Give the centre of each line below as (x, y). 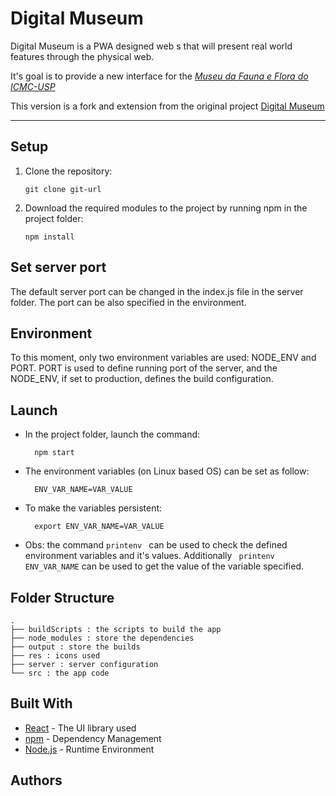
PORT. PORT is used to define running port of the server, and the (144, 368)
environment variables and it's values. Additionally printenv (149, 556)
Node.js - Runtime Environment (89, 749)
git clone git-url (63, 189)
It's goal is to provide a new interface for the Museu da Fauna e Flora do (159, 76)
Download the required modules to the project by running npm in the (166, 208)
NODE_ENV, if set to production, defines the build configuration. (142, 379)
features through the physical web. (82, 56)
